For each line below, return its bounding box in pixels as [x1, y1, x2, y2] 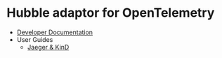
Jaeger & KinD [27, 43, 70, 51]
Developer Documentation [16, 28, 93, 36]
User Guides [16, 35, 53, 43]
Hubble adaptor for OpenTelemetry [6, 5, 215, 21]
